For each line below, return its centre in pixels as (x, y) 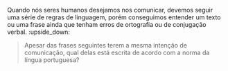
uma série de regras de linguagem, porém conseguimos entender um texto (114, 17)
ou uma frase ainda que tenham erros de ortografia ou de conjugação (107, 24)
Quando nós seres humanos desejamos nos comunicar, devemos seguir (110, 10)
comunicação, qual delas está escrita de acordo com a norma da (117, 52)
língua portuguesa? (52, 60)
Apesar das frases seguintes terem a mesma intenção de (105, 45)
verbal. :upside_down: (39, 32)
